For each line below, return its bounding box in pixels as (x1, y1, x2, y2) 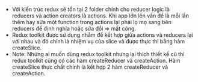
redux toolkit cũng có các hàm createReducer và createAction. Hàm (11, 57, 181, 64)
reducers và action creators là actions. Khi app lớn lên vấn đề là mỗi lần (11, 12, 190, 19)
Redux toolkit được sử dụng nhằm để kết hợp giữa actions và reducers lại (11, 31, 193, 39)
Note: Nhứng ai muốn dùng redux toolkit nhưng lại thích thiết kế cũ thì (11, 51, 185, 57)
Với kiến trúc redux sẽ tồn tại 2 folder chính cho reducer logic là (11, 6, 170, 13)
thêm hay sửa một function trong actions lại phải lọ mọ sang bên (11, 19, 172, 25)
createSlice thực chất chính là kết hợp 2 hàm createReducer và (11, 63, 169, 71)
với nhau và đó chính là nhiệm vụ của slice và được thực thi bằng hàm (11, 38, 185, 45)
